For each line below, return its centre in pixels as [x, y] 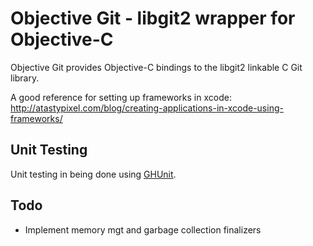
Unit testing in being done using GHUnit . [93, 174]
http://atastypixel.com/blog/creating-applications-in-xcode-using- [147, 108]
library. [25, 78]
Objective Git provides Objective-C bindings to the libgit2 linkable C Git [156, 67]
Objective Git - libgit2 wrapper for [153, 18]
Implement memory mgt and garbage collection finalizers [143, 229]
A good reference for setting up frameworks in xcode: [121, 97]
